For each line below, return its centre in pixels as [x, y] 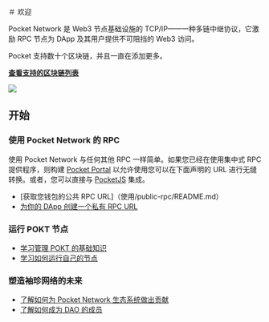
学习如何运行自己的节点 [59, 258]
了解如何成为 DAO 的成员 [61, 310]
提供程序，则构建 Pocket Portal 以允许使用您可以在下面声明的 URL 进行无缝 [133, 169]
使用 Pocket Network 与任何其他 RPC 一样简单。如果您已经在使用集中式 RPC [135, 159]
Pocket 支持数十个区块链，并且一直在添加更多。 [88, 56]
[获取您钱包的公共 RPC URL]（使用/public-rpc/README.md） [121, 196]
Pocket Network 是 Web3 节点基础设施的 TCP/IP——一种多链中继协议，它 [130, 29]
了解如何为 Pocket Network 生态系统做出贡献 [94, 300]
